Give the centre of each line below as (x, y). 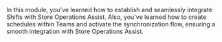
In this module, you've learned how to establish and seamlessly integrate (109, 10)
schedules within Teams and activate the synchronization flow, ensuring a (111, 24)
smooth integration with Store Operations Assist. (75, 31)
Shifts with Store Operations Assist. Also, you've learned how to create (107, 17)
